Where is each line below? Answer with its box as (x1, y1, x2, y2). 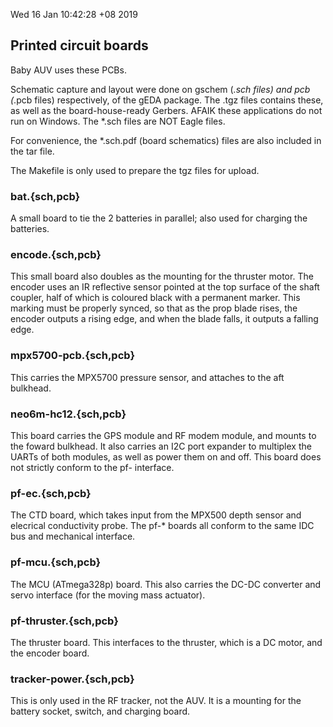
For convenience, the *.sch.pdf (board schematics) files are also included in (10, 134, 322, 146)
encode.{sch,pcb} (10, 248, 102, 262)
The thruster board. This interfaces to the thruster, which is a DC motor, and (10, 636, 323, 648)
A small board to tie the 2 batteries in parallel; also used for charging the (10, 212, 308, 224)
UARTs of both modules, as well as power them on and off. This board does (10, 451, 322, 463)
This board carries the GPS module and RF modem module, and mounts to (10, 430, 317, 441)
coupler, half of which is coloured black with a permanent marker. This (10, 292, 301, 304)
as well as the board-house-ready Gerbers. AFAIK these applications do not (10, 104, 323, 116)
